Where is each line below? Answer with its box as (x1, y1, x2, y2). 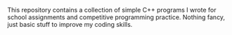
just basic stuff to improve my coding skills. (7, 21, 133, 28)
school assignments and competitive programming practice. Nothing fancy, (7, 13, 226, 21)
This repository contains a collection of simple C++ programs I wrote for (7, 6, 217, 14)
